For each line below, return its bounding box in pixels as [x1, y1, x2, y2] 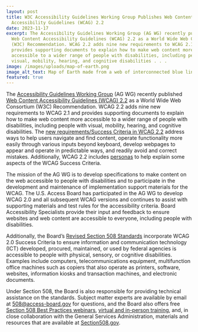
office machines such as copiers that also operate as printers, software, [6, 264, 181, 271]
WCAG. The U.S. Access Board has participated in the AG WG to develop [6, 190, 183, 197]
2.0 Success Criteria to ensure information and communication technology [6, 239, 187, 246]
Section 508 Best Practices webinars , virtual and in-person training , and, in [6, 307, 189, 314]
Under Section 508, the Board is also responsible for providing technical [6, 288, 181, 295]
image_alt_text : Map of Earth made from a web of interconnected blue [6, 69, 183, 75]
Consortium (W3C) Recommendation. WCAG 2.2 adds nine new [6, 103, 161, 110]
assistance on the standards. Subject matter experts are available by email [6, 294, 187, 301]
